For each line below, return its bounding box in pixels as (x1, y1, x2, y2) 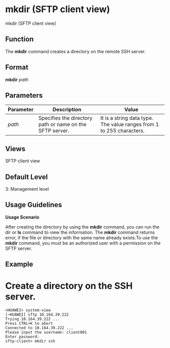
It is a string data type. (100, 115, 153, 122)
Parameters (5, 91, 43, 100)
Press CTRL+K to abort (5, 321, 53, 326)
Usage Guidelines (5, 201, 62, 209)
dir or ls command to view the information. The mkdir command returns (5, 229, 155, 235)
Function (5, 35, 34, 43)
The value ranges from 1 (100, 121, 159, 128)
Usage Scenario (5, 214, 39, 220)
